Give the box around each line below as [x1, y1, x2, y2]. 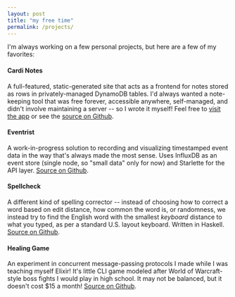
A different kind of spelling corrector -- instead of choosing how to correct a [7, 198, 229, 206]
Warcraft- [194, 267, 223, 275]
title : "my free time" [7, 17, 74, 24]
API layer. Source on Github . [7, 166, 89, 175]
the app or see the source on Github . [7, 112, 114, 120]
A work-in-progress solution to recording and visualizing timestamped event [7, 144, 229, 152]
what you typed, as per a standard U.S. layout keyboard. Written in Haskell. [7, 220, 225, 229]
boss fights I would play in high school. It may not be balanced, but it [23, 274, 222, 283]
